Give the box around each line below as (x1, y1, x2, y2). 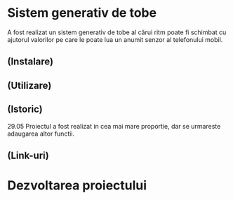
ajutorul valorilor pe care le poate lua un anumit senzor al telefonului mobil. (7, 35, 223, 43)
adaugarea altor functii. (7, 129, 75, 138)
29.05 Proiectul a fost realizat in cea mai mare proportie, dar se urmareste (7, 122, 221, 130)
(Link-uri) (7, 149, 49, 162)
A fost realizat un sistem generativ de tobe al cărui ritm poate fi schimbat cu (7, 28, 227, 36)
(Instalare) (7, 56, 54, 68)
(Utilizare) (7, 79, 52, 92)
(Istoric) (7, 103, 44, 115)
